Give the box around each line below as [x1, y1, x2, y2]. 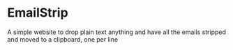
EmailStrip [7, 5, 68, 21]
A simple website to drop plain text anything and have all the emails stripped [7, 28, 227, 36]
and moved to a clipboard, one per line [7, 35, 119, 43]
